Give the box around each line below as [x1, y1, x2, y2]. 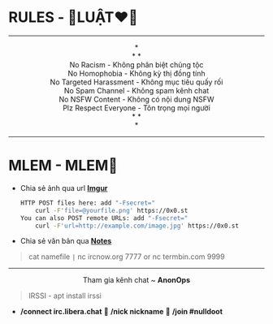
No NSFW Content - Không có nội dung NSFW [58, 94, 214, 104]
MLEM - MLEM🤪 [8, 157, 118, 175]
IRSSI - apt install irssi [28, 291, 102, 300]
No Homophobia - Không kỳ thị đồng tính [67, 68, 206, 78]
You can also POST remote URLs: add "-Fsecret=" [19, 214, 188, 222]
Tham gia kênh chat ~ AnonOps [82, 275, 191, 285]
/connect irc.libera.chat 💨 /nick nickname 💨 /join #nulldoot [19, 307, 223, 317]
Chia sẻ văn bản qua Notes [19, 236, 112, 246]
